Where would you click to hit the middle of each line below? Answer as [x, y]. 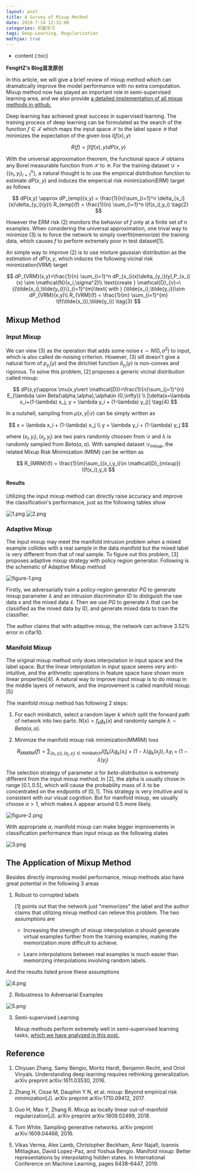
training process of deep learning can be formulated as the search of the [94, 122]
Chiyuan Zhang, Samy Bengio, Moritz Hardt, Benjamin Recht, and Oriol [100, 1068]
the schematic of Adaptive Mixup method [56, 567]
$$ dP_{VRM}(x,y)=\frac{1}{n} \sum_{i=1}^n [59, 276]
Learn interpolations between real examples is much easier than [101, 954]
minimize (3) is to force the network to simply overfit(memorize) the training [98, 235]
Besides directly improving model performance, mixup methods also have [95, 877]
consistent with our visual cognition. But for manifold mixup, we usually [92, 798]
